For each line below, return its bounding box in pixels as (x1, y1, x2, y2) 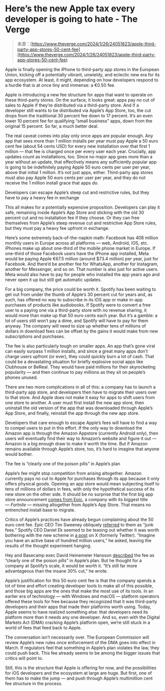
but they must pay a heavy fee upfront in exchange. (5, 225, 110, 231)
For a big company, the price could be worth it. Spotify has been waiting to (5, 286, 156, 292)
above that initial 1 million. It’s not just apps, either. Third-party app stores (5, 169, 153, 175)
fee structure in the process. (5, 680, 63, 686)
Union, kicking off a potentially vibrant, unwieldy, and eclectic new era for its (5, 72, 160, 77)
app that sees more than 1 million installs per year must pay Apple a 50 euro (5, 138, 159, 144)
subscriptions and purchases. (5, 333, 65, 339)
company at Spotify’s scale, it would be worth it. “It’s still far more (5, 563, 137, 569)
